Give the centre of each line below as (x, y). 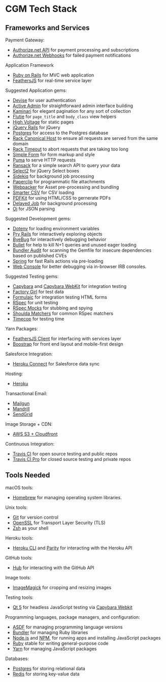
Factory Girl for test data (38, 292)
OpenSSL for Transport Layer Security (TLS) (59, 522)
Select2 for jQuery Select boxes (46, 171)
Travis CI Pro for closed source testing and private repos (72, 459)
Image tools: (18, 577)
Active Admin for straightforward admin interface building (73, 106)
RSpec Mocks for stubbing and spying (53, 308)
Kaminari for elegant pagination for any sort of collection (72, 111)
